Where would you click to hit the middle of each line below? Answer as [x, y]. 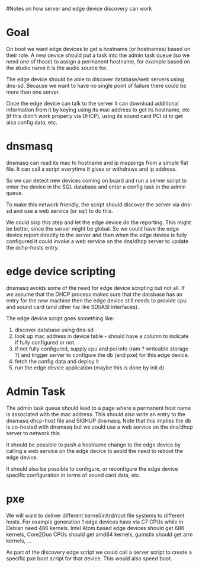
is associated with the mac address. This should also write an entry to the [96, 414]
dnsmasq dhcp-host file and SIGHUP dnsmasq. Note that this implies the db [99, 420]
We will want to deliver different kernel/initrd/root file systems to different [95, 515]
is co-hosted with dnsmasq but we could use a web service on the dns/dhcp [99, 427]
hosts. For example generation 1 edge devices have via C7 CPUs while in [95, 522]
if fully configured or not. [45, 342]
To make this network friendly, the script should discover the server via [93, 205]
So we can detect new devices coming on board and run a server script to [97, 180]
